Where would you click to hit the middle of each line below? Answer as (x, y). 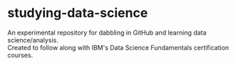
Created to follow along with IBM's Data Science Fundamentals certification (118, 47)
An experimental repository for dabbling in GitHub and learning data (107, 32)
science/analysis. (33, 40)
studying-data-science (78, 13)
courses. (20, 55)
